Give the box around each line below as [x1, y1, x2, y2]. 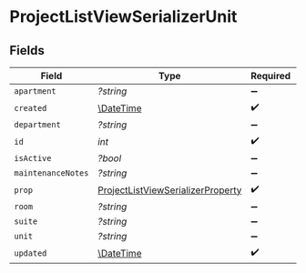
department [14, 120, 61, 129]
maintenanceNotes [14, 168, 89, 178]
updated [14, 248, 47, 258]
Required [250, 70, 291, 82]
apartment [14, 86, 56, 96]
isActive [14, 153, 52, 163]
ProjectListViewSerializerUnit [9, 6, 238, 27]
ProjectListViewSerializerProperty [97, 184, 242, 197]
